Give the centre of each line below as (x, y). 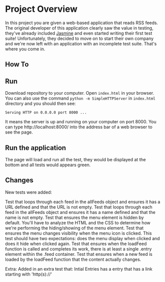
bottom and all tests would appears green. (48, 165)
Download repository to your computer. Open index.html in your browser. (80, 93)
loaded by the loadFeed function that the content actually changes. (73, 259)
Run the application (36, 148)
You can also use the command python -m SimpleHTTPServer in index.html (80, 98)
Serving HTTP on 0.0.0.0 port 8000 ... (46, 113)
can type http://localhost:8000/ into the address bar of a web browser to (79, 127)
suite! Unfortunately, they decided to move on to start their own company (79, 38)
